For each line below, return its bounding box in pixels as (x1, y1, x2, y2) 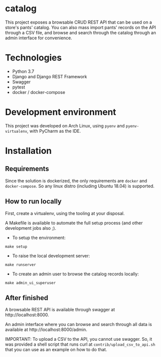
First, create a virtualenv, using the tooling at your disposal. (5, 210, 125, 216)
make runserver (5, 262, 36, 267)
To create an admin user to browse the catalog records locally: (12, 271, 139, 277)
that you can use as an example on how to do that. (5, 347, 107, 353)
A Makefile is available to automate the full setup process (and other (5, 220, 143, 226)
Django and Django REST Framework (12, 73, 87, 79)
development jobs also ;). (5, 225, 56, 231)
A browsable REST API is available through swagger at (5, 307, 115, 313)
